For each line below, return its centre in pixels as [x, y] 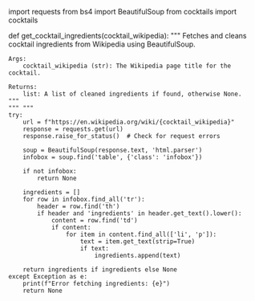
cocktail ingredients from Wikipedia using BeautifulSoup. [102, 44]
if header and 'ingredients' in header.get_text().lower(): [140, 214]
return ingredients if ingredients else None [100, 270]
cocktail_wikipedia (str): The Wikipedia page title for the [127, 66]
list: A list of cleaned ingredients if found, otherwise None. [132, 94]
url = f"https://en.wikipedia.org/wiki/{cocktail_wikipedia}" [129, 122]
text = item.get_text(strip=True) [138, 242]
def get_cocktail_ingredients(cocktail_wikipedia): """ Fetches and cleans [127, 36]
